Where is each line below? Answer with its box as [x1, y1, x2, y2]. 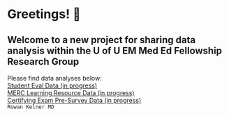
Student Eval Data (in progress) [7, 81, 98, 90]
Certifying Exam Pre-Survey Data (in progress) [7, 97, 142, 104]
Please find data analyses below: [7, 74, 103, 82]
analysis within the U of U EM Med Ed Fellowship [7, 44, 222, 56]
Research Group [7, 56, 80, 67]
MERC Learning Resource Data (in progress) [7, 89, 135, 97]
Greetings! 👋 [7, 6, 82, 22]
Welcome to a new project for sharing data [7, 34, 196, 46]
